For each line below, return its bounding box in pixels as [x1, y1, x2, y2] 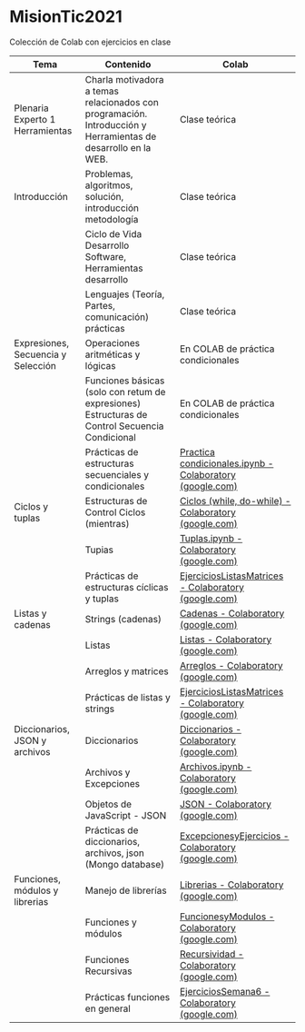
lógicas [84, 359, 116, 372]
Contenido [104, 57, 152, 70]
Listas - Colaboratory [180, 633, 272, 646]
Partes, [84, 299, 115, 312]
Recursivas [84, 965, 133, 977]
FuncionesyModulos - [180, 910, 275, 923]
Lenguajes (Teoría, [84, 288, 165, 301]
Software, [84, 250, 127, 263]
